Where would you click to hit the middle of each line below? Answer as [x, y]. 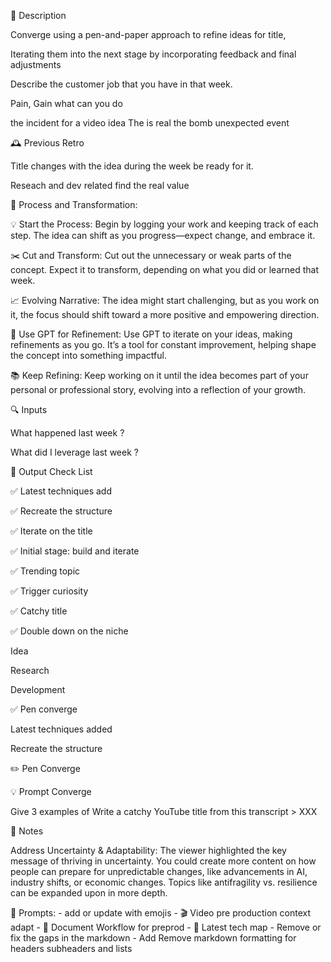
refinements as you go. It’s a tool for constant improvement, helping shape [163, 344]
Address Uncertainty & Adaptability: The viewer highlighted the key [148, 850]
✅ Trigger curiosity [49, 591]
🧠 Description [38, 15]
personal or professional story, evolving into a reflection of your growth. [158, 389]
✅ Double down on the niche [69, 631]
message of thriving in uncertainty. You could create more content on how [163, 861]
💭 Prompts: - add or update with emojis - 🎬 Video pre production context [161, 913]
